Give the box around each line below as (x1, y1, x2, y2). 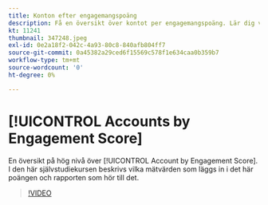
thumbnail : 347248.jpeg (8, 34, 88, 42)
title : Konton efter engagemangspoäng (8, 11, 137, 20)
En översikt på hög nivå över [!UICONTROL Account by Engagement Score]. (8, 156, 258, 165)
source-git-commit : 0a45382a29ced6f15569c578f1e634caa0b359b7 (8, 49, 219, 57)
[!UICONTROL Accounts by (8, 112, 191, 130)
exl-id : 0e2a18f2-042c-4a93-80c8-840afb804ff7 (8, 41, 166, 49)
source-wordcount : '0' (8, 64, 84, 72)
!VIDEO (27, 188, 52, 198)
